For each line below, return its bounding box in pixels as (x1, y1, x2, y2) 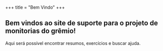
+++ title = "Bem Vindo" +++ (5, 5, 65, 10)
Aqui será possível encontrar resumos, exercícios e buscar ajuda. (5, 40, 141, 46)
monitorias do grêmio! (5, 27, 76, 35)
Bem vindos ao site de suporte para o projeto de (5, 19, 158, 27)
